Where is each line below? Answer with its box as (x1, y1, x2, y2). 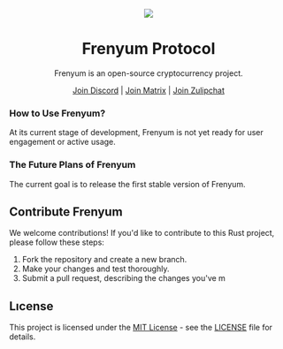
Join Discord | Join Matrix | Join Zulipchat (72, 85, 226, 95)
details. (9, 331, 36, 342)
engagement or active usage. (9, 137, 117, 148)
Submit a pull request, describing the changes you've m (21, 273, 226, 284)
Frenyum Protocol (81, 39, 216, 59)
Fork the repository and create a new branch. (21, 254, 187, 265)
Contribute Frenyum (9, 204, 123, 219)
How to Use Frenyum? (9, 107, 106, 119)
